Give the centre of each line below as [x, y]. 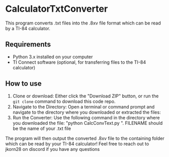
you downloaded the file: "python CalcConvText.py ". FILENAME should [88, 123]
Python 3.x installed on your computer [53, 57]
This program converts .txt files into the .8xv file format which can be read [83, 23]
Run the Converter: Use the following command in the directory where [86, 117]
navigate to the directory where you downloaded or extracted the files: [87, 112]
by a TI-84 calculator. [28, 28]
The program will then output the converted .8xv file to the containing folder [85, 138]
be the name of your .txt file [42, 128]
